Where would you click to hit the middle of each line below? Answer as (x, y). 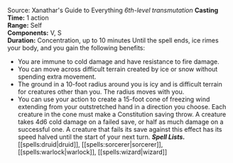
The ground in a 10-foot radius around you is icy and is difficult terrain (120, 84)
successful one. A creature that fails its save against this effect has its (120, 129)
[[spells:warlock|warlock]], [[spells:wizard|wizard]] (92, 152)
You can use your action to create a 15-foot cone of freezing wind (114, 99)
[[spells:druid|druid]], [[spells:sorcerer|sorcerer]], (90, 144)
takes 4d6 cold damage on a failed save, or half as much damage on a (120, 122)
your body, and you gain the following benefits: (76, 48)
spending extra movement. (57, 77)
